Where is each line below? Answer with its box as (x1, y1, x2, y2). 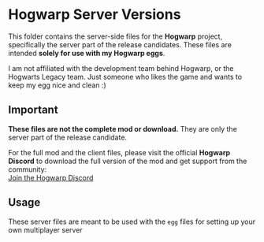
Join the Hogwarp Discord (8, 173, 94, 182)
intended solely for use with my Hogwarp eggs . (8, 48, 165, 58)
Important (8, 103, 58, 117)
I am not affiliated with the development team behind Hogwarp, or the (8, 63, 234, 73)
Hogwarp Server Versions (8, 6, 181, 24)
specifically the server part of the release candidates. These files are (8, 39, 232, 49)
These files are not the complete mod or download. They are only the (8, 124, 238, 133)
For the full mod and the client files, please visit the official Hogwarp (8, 147, 231, 157)
